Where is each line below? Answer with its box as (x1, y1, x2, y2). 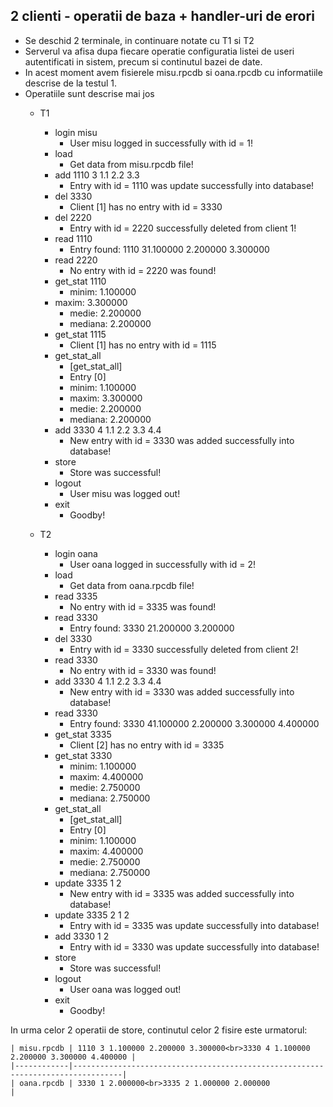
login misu (54, 126, 98, 138)
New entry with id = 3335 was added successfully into (69, 887, 295, 899)
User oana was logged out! (69, 983, 182, 995)
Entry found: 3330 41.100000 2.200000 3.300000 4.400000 (69, 717, 320, 729)
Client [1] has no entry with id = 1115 (69, 339, 217, 351)
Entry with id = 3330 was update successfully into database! (69, 940, 320, 953)
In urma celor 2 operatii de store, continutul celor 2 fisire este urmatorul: (10, 1024, 308, 1036)
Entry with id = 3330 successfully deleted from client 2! (69, 643, 299, 655)
